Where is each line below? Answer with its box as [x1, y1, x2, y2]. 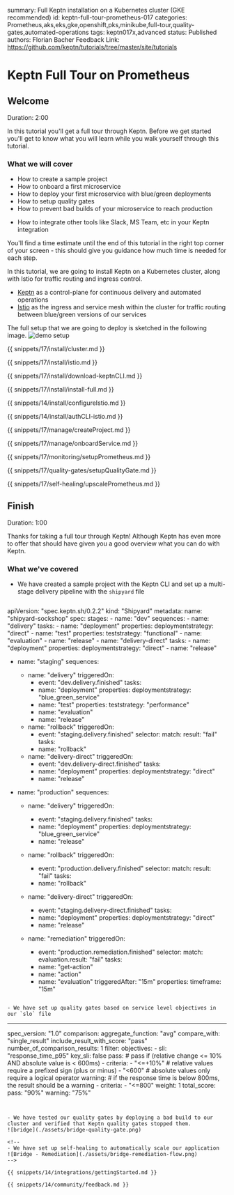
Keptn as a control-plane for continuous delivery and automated [17, 288, 201, 297]
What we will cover [7, 159, 73, 169]
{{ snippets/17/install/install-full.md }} [7, 385, 114, 394]
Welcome [7, 95, 49, 107]
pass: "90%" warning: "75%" [7, 1088, 91, 1097]
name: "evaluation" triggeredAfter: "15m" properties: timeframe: [38, 978, 221, 986]
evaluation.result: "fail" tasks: [38, 955, 123, 964]
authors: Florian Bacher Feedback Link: [7, 36, 120, 44]
